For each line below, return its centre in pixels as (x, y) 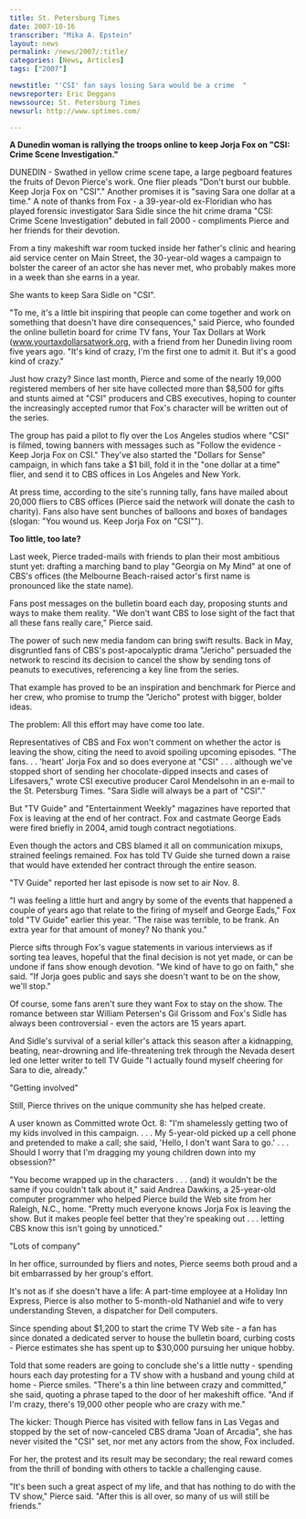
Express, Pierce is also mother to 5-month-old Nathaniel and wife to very (147, 1301)
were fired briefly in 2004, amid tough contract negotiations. (123, 828)
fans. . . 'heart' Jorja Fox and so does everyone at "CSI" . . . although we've (151, 762)
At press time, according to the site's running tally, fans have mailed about (149, 492)
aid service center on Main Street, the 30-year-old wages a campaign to (145, 258)
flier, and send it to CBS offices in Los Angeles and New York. (125, 474)
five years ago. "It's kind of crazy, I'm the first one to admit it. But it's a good (153, 352)
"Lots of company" (45, 1246)
